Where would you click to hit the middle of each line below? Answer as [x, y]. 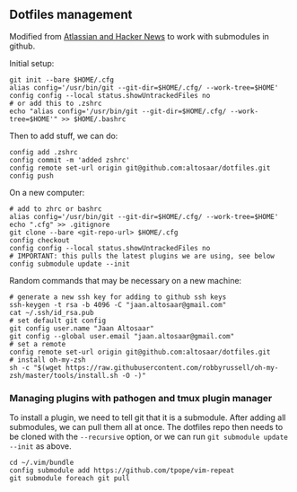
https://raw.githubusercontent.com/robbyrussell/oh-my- [172, 367]
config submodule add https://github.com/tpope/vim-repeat [122, 470]
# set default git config [57, 321]
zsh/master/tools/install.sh [64, 375]
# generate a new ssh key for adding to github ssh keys [118, 297]
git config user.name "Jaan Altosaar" [82, 328]
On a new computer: [47, 192]
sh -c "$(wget [36, 367]
